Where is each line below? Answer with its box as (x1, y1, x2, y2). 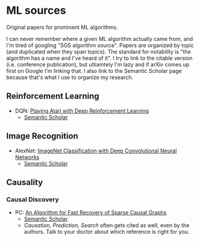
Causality (6, 177, 43, 187)
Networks (14, 153, 40, 160)
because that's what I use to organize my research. (6, 74, 134, 81)
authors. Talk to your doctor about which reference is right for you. (23, 228, 190, 236)
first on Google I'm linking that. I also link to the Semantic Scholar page (6, 67, 182, 74)
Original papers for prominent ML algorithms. (6, 23, 119, 31)
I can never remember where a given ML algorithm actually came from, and (6, 35, 193, 42)
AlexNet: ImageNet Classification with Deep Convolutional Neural (14, 147, 177, 154)
